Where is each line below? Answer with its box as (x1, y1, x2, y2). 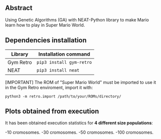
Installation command (38, 51, 91, 58)
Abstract (5, 4, 33, 12)
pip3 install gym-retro (36, 60, 92, 65)
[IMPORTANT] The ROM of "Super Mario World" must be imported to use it (5, 79, 157, 85)
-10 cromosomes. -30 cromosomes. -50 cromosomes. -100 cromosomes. (5, 129, 154, 136)
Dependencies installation (5, 36, 87, 44)
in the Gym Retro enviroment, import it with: (5, 84, 93, 90)
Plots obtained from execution (5, 107, 99, 116)
